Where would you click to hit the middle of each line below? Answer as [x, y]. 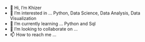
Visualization [23, 18]
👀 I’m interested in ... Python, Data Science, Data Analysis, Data [75, 13]
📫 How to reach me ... [33, 34]
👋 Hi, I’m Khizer [26, 8]
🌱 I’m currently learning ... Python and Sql [53, 23]
